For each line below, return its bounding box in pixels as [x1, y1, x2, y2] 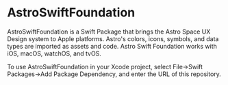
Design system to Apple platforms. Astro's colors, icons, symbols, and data [7, 34, 219, 42]
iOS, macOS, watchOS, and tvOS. [7, 49, 101, 58]
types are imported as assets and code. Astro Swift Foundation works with [7, 42, 218, 50]
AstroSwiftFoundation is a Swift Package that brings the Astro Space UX [7, 27, 211, 36]
